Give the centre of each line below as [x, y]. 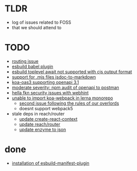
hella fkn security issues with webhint [50, 92]
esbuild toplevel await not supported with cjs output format [72, 72]
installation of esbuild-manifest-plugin [50, 163]
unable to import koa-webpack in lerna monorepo [62, 98]
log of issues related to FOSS [41, 22]
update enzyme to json [43, 129]
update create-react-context [48, 119]
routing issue [25, 61]
